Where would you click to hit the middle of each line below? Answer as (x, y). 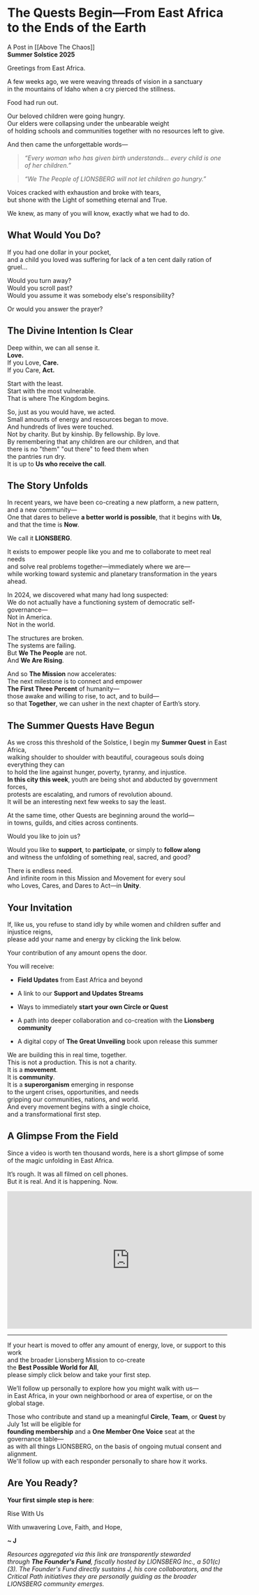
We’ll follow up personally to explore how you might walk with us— (103, 1388)
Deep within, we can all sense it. (53, 348)
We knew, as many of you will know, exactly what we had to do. (98, 213)
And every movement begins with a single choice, (79, 1107)
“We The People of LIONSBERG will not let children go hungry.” (115, 179)
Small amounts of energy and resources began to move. (88, 419)
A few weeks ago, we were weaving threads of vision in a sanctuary (105, 81)
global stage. (26, 1403)
